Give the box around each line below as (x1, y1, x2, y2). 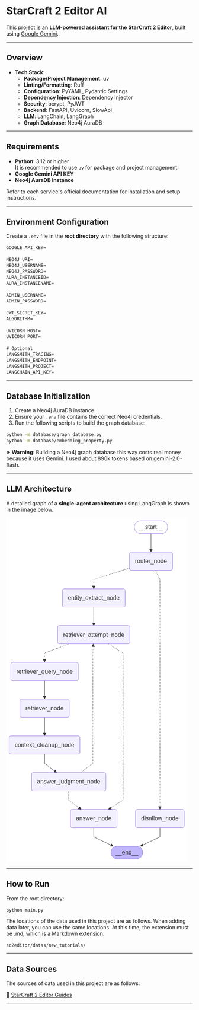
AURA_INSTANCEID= (6, 275, 49, 281)
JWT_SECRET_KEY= (6, 310, 46, 316)
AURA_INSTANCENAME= (6, 281, 54, 286)
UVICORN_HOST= (6, 328, 41, 334)
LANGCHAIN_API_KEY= (6, 369, 54, 375)
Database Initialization (6, 391, 91, 401)
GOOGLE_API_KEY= (6, 245, 46, 251)
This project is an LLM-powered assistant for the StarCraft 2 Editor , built (6, 24, 186, 31)
